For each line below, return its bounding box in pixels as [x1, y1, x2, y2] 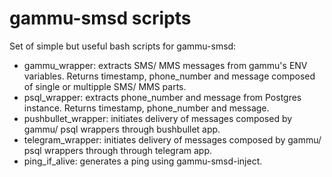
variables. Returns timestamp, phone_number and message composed [23, 70, 316, 82]
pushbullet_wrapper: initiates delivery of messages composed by [23, 112, 293, 124]
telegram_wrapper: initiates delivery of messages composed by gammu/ [23, 133, 322, 146]
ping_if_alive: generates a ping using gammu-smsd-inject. [23, 155, 263, 167]
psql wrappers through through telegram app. [23, 144, 213, 156]
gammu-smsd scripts [9, 7, 192, 30]
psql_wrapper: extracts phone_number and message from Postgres [23, 91, 302, 103]
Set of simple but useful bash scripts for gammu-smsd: [9, 40, 237, 52]
